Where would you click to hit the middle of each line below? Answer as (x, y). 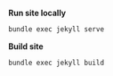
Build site (26, 46)
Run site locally (37, 13)
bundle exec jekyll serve (56, 30)
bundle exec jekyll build (56, 63)
